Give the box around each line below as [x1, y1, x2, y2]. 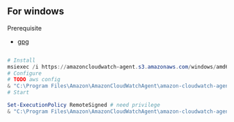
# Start [7, 89, 30, 96]
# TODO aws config [7, 76, 61, 83]
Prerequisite [7, 24, 42, 32]
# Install [7, 57, 36, 64]
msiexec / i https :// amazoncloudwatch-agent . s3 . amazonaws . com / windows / [7, 63, 217, 70]
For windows [7, 6, 65, 17]
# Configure [7, 69, 42, 77]
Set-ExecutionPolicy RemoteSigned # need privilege [7, 102, 160, 109]
